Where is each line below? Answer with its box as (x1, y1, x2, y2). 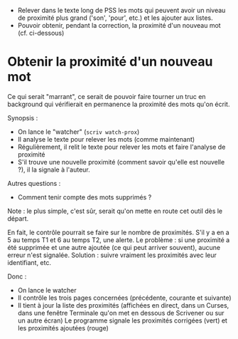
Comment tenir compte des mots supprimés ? (17, 192, 152, 202)
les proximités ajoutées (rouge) (17, 323, 109, 332)
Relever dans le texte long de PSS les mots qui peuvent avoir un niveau (17, 6, 226, 14)
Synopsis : (7, 113, 38, 122)
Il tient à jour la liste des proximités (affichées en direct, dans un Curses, (17, 301, 229, 309)
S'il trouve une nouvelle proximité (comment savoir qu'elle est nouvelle (17, 157, 225, 166)
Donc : (7, 272, 27, 281)
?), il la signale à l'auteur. (17, 165, 90, 174)
